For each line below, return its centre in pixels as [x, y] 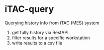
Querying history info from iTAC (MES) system [52, 23]
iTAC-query [29, 9]
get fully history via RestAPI [40, 32]
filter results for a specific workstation [51, 38]
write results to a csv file [37, 43]
